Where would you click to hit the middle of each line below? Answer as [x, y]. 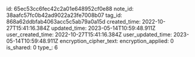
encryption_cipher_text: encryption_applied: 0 [117, 41]
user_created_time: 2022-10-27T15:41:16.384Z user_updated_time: [89, 35]
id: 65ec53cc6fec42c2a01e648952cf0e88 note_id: [70, 9]
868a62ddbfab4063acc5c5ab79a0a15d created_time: [74, 22]
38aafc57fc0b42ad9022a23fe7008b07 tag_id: [64, 15]
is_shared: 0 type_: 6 [32, 47]
